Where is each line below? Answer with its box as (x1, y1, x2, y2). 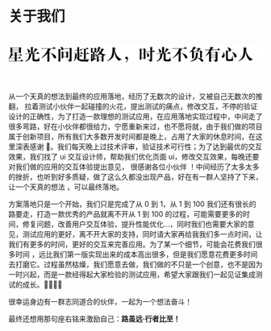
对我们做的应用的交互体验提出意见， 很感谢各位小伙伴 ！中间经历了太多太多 (8, 162, 260, 172)
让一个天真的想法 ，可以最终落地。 (8, 182, 123, 192)
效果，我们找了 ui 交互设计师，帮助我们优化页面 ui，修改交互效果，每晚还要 (8, 151, 260, 161)
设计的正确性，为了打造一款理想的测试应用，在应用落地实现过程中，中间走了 (8, 111, 263, 121)
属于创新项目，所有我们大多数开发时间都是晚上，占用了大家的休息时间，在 (8, 131, 256, 141)
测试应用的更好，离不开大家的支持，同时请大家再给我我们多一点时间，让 (22, 229, 263, 238)
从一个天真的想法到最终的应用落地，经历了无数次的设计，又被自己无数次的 (8, 91, 256, 101)
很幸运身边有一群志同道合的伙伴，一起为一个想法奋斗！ (8, 296, 192, 306)
